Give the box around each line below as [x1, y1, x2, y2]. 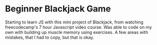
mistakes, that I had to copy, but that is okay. [5, 34, 95, 40]
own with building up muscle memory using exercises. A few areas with [5, 29, 148, 35]
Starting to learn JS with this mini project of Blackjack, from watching [5, 19, 143, 25]
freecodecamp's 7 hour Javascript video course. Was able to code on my [5, 24, 152, 30]
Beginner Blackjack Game [5, 3, 111, 14]
